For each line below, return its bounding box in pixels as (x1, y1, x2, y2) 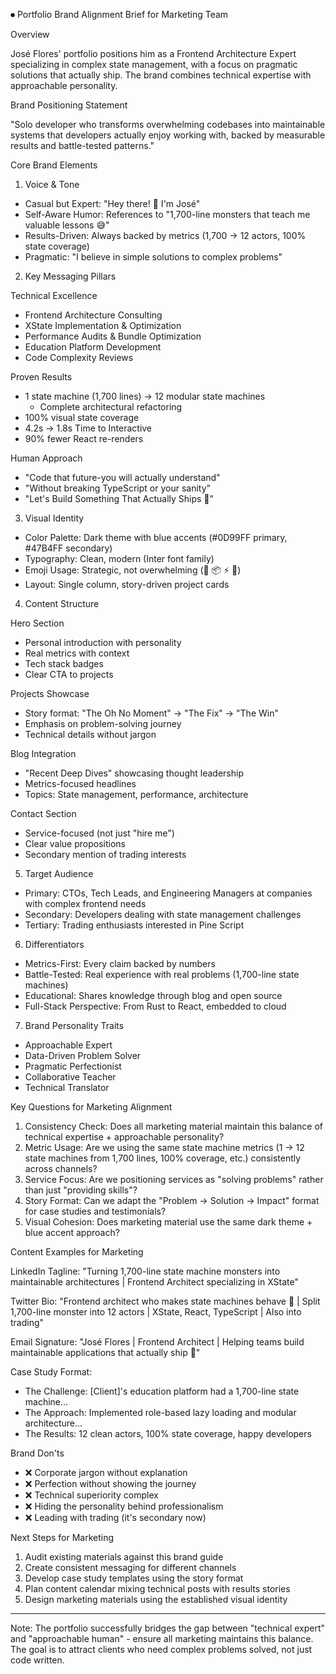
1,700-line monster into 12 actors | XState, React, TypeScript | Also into (10, 1306, 302, 1318)
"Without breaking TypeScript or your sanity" (24, 482, 212, 494)
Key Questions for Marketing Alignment (10, 1101, 173, 1113)
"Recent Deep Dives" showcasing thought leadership (24, 767, 244, 779)
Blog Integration (10, 748, 77, 759)
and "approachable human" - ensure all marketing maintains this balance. (10, 1633, 314, 1644)
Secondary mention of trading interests (24, 849, 187, 860)
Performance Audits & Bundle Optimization (24, 330, 202, 342)
